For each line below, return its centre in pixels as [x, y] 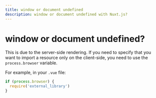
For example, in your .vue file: [36, 73]
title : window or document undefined [44, 10]
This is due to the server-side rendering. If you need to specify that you [78, 52]
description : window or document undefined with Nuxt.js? [66, 14]
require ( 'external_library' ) [40, 86]
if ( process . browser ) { [30, 82]
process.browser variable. [31, 63]
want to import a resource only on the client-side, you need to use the [77, 58]
